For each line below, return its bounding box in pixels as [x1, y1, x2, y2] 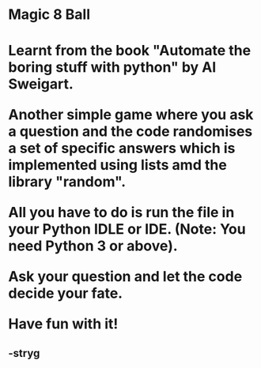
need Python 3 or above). [8, 237, 178, 255]
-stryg [8, 346, 40, 360]
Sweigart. [8, 75, 74, 93]
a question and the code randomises [8, 122, 253, 141]
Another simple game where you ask [8, 106, 254, 124]
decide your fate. [8, 284, 123, 302]
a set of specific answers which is [8, 140, 236, 157]
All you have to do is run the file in [8, 204, 235, 222]
